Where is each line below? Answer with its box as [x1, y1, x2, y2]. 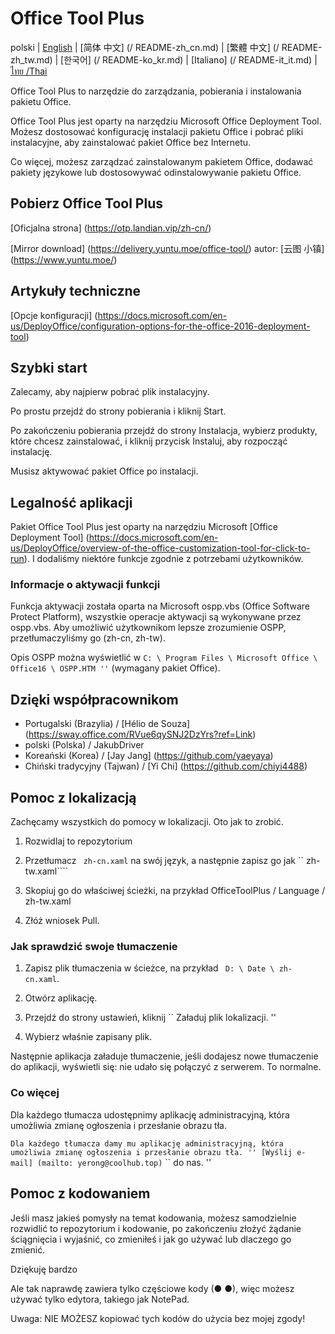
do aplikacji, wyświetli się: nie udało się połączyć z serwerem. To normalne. [10, 1061, 322, 1073]
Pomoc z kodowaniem [10, 1185, 151, 1202]
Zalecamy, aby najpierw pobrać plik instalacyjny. [10, 386, 210, 398]
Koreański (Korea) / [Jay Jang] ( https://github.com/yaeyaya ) [24, 750, 274, 762]
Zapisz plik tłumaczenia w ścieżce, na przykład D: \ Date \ [24, 962, 275, 974]
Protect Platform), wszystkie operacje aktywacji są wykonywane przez [10, 611, 302, 623]
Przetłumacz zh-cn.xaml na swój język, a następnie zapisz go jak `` [24, 855, 304, 867]
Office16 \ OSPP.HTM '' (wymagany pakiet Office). [10, 662, 221, 674]
